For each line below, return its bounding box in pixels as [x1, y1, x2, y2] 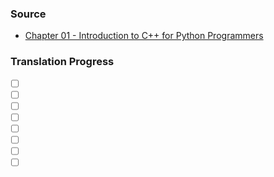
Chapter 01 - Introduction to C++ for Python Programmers [24, 30, 264, 42]
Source [10, 7, 47, 21]
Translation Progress [10, 55, 115, 69]
